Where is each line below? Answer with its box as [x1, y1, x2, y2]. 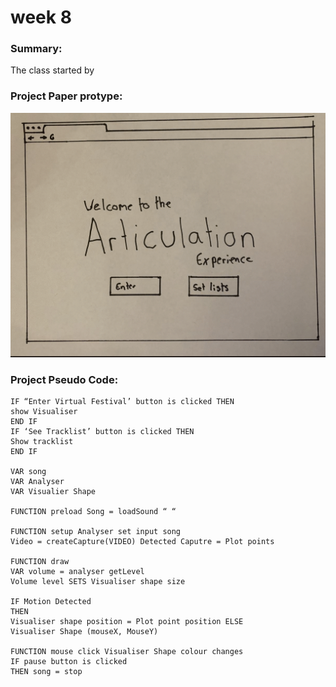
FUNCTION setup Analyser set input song [10, 526, 182, 536]
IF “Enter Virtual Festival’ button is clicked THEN [10, 396, 235, 406]
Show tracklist [10, 436, 74, 446]
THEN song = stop [10, 666, 83, 676]
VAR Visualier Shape [10, 486, 97, 496]
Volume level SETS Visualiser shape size [10, 576, 186, 586]
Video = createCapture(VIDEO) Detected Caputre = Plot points [10, 536, 275, 546]
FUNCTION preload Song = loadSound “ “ [10, 506, 177, 516]
